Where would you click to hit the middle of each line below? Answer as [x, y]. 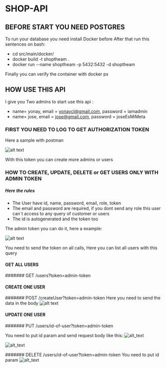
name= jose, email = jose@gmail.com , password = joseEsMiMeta [79, 116]
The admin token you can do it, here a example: [54, 229]
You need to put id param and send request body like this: [64, 335]
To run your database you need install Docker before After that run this [77, 39]
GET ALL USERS [22, 265]
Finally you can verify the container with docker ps [57, 74]
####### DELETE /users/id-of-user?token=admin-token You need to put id [82, 355]
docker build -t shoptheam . [41, 59]
